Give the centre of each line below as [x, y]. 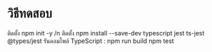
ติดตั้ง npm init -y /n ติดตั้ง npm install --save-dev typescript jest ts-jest [106, 33]
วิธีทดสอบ [30, 14]
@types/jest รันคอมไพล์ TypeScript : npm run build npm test [91, 41]
